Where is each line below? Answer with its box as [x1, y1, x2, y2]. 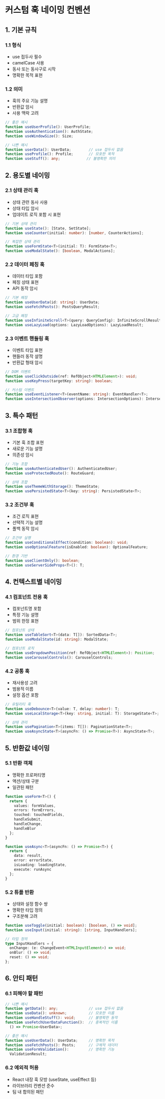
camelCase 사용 [12, 60, 44, 65]
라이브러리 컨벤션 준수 [12, 1082, 55, 1088]
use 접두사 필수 [12, 54, 42, 60]
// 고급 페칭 [5, 314, 28, 318]
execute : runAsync [14, 867, 52, 872]
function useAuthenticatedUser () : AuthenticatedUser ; [5, 466, 118, 471]
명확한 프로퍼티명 [12, 772, 46, 778]
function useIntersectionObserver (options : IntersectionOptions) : [5, 397, 144, 402]
